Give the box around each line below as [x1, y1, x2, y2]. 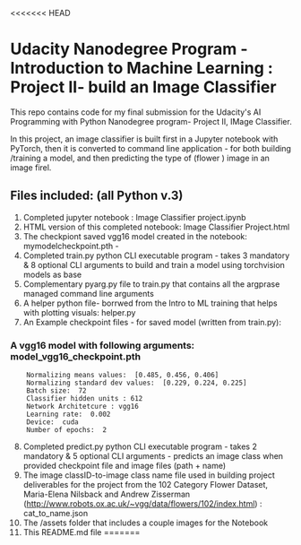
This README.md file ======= [22, 527, 141, 538]
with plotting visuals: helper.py [22, 307, 136, 317]
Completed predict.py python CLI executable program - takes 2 [22, 441, 258, 452]
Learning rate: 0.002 [26, 410, 111, 420]
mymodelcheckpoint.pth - [22, 240, 119, 251]
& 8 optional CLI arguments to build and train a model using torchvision [22, 259, 286, 270]
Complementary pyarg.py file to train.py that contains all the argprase [22, 278, 280, 290]
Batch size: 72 [26, 386, 88, 395]
